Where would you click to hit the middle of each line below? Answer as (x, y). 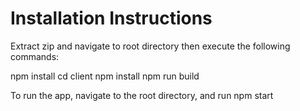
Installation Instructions (111, 18)
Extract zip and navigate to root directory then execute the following (150, 46)
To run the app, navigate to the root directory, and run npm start (142, 95)
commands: (35, 56)
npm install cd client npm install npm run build (105, 76)
